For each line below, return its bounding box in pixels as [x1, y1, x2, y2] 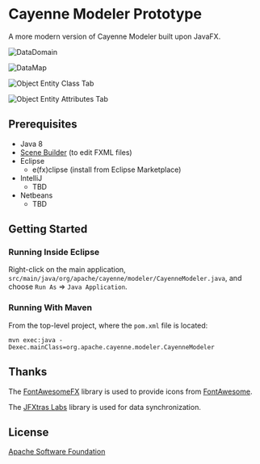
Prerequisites [8, 118, 78, 132]
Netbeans [19, 190, 53, 200]
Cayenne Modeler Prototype [8, 5, 202, 23]
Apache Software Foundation [8, 447, 106, 457]
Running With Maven [8, 302, 93, 313]
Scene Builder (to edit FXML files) [19, 147, 132, 157]
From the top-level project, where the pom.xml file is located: [8, 320, 208, 330]
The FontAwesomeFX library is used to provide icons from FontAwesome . [8, 387, 253, 396]
